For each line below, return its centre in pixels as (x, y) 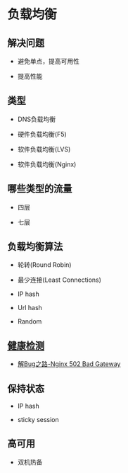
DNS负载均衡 (37, 119)
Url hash (30, 308)
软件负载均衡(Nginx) (47, 164)
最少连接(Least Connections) (59, 280)
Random (30, 321)
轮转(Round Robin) (44, 265)
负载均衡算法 (35, 247)
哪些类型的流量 (40, 189)
